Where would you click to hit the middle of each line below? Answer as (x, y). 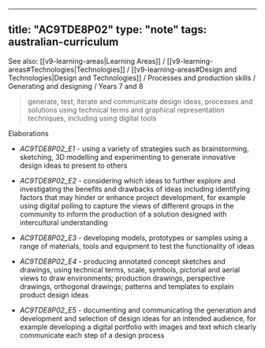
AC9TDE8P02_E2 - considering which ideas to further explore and (127, 180)
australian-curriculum (63, 42)
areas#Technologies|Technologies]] (67, 69)
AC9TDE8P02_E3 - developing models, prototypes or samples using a (134, 238)
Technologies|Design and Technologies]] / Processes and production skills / (132, 78)
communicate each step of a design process (92, 335)
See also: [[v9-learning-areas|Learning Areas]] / (87, 61)
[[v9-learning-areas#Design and (184, 69)
